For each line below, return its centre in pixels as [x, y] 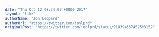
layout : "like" [20, 14]
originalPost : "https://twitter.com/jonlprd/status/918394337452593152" [80, 27]
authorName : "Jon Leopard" [32, 18]
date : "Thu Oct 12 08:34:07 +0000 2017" [47, 9]
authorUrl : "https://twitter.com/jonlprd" [48, 23]
